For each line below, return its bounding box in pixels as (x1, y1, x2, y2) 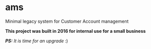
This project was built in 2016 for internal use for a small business (5, 28, 146, 34)
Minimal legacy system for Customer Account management (5, 18, 129, 24)
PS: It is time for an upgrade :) (5, 37, 68, 44)
